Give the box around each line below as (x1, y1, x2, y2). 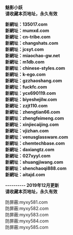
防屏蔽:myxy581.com (5, 199, 48, 205)
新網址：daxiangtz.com (5, 147, 55, 152)
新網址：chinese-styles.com (5, 65, 66, 71)
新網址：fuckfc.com (5, 84, 47, 90)
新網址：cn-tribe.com (5, 34, 51, 40)
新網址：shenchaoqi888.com (5, 165, 67, 171)
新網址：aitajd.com (5, 172, 46, 177)
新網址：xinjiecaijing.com (5, 122, 59, 127)
